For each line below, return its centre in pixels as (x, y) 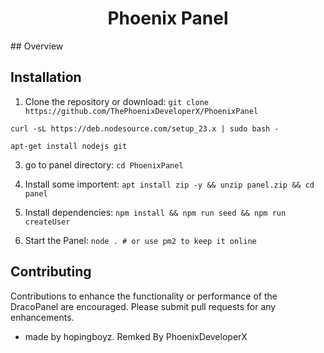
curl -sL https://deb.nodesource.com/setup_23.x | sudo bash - (145, 128)
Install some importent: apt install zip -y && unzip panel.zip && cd (169, 184)
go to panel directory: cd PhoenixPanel (104, 164)
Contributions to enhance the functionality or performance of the (144, 296)
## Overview (37, 46)
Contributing (51, 272)
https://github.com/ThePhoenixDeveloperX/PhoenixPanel (141, 111)
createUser (47, 222)
